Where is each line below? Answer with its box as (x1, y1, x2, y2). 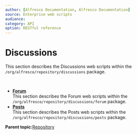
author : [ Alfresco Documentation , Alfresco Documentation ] (5, 7, 131, 12)
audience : (5, 16, 26, 21)
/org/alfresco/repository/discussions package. (5, 69, 106, 75)
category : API (5, 21, 35, 26)
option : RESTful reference (5, 26, 61, 31)
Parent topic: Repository (5, 124, 55, 130)
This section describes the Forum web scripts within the (12, 93, 128, 99)
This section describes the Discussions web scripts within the (5, 64, 132, 69)
